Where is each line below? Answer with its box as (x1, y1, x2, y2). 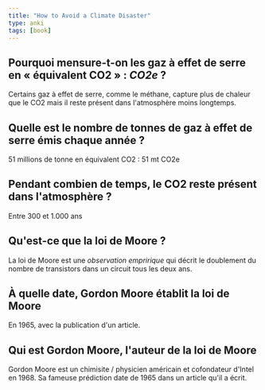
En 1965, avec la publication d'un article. (8, 320, 141, 330)
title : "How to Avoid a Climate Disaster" (8, 11, 151, 20)
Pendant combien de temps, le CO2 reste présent (8, 177, 257, 191)
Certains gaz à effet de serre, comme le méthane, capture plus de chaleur (8, 89, 251, 99)
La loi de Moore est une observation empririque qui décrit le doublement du (8, 255, 257, 265)
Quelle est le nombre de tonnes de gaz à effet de (8, 121, 253, 135)
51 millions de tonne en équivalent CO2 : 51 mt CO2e (8, 154, 181, 164)
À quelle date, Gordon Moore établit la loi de (8, 287, 230, 301)
